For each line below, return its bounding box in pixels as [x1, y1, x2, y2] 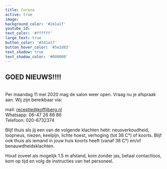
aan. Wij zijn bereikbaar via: [5, 97, 63, 103]
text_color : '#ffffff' [5, 31, 53, 36]
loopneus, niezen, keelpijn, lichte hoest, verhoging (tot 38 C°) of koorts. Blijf [5, 132, 162, 138]
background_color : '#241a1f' [5, 21, 66, 27]
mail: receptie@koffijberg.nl [5, 107, 62, 113]
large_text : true [5, 36, 42, 41]
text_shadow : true [5, 49, 44, 54]
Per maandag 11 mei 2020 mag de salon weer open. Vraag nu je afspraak [5, 92, 156, 98]
